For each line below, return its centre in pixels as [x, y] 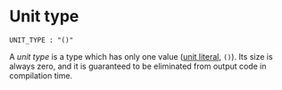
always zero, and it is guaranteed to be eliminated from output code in [138, 66]
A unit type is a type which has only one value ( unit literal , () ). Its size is [141, 56]
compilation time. [41, 75]
